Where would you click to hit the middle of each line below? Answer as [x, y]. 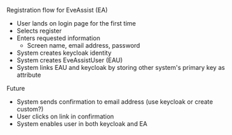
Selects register [39, 31]
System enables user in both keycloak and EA [82, 124]
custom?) [30, 109]
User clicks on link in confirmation [65, 116]
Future [16, 88]
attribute [29, 75]
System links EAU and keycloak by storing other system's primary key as [121, 67]
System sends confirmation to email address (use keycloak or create [115, 102]
